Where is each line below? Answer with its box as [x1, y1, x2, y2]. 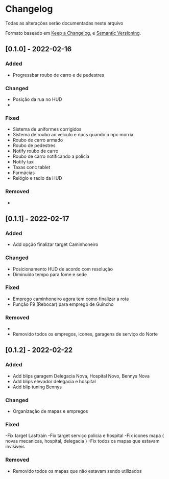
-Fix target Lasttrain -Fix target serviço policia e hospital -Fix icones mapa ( [5, 432, 164, 439]
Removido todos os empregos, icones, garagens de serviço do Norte [12, 331, 158, 337]
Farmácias [12, 170, 35, 176]
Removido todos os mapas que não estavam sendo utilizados [12, 468, 142, 474]
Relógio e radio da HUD [12, 175, 62, 181]
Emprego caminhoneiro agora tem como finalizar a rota [12, 296, 129, 302]
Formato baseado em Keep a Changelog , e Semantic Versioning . [5, 30, 141, 36]
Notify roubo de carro [12, 148, 59, 154]
